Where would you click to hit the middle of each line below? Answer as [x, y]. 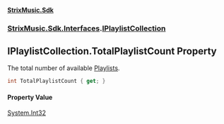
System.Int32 [26, 113]
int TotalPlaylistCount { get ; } [57, 81]
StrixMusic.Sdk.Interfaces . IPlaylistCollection [87, 28]
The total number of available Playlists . [64, 68]
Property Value [30, 97]
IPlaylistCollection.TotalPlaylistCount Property [112, 51]
